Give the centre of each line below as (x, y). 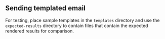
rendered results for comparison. (40, 31)
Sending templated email (46, 8)
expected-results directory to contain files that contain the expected (77, 25)
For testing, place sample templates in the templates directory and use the (82, 20)
